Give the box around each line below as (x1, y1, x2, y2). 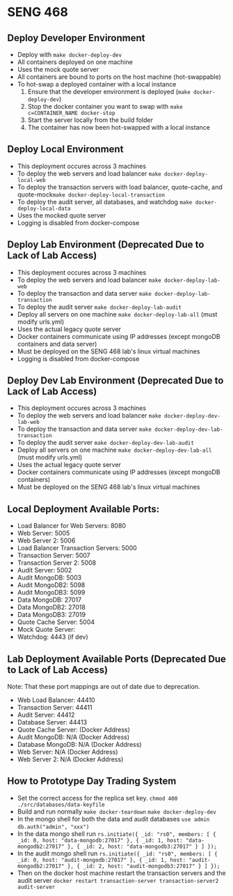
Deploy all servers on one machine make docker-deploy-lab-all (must (17, 310, 218, 318)
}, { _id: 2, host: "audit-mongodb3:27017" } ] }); (67, 863, 220, 870)
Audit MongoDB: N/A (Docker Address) (17, 733, 130, 741)
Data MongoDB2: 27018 (17, 603, 86, 612)
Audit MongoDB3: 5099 (17, 589, 86, 597)
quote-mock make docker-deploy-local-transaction (17, 190, 166, 199)
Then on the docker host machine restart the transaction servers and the (17, 869, 226, 877)
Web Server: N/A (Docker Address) (17, 747, 118, 757)
